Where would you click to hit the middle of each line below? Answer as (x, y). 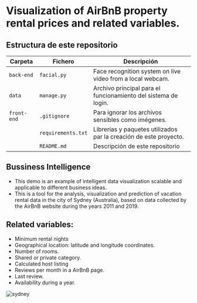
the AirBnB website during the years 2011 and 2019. (77, 206)
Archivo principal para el (127, 88)
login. (101, 103)
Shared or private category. (48, 257)
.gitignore (54, 116)
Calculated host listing (41, 264)
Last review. (29, 276)
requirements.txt (63, 133)
